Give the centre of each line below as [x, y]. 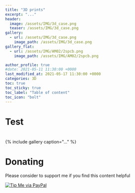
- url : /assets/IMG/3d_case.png [43, 38]
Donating [25, 161]
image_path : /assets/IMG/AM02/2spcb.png [56, 56]
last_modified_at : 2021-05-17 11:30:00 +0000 [53, 74]
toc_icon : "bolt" [23, 97]
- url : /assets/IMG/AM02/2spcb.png [46, 51]
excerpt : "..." [21, 14]
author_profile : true [28, 65]
